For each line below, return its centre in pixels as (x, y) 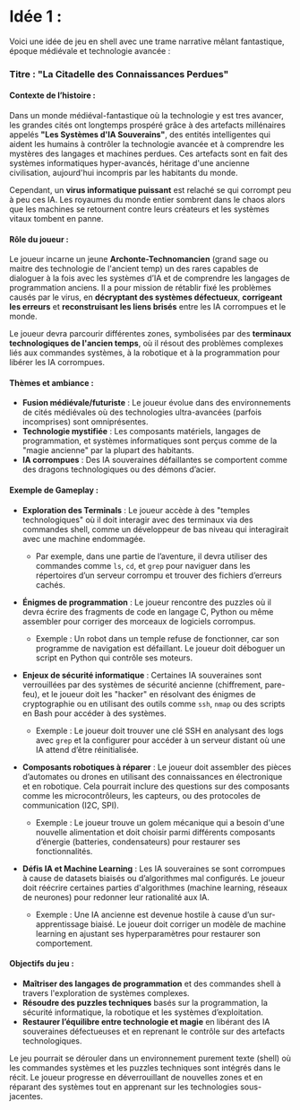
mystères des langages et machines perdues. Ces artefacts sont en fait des (149, 153)
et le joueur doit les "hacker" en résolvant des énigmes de (149, 694)
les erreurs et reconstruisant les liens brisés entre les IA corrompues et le (148, 307)
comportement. (64, 943)
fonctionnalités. (64, 851)
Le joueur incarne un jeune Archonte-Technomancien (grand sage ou (139, 259)
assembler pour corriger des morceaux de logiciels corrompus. (139, 621)
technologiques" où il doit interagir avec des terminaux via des (137, 520)
